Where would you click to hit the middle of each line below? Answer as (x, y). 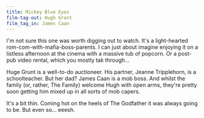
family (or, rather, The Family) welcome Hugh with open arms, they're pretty (102, 85)
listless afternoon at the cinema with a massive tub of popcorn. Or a (92, 54)
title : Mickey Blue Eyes (38, 12)
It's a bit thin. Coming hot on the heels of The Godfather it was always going (102, 103)
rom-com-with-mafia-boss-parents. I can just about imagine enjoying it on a (102, 47)
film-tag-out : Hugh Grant (39, 18)
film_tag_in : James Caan (38, 23)
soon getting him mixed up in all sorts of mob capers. (73, 92)
